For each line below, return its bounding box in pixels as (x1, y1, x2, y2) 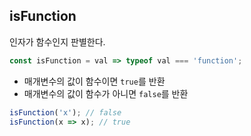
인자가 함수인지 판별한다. (9, 35, 106, 48)
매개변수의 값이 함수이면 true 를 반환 (23, 75, 166, 87)
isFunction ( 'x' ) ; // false (9, 107, 122, 118)
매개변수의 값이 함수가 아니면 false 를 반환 (23, 87, 189, 99)
